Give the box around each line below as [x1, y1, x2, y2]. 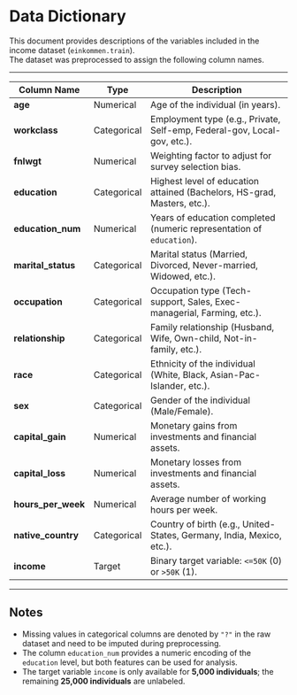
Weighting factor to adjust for [149, 149, 272, 161]
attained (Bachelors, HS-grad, [149, 186, 277, 198]
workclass [13, 124, 58, 136]
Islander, [149, 379, 187, 391]
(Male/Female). [149, 405, 214, 417]
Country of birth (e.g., [149, 518, 240, 530]
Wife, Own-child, [149, 332, 223, 344]
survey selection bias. [149, 160, 241, 173]
